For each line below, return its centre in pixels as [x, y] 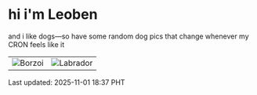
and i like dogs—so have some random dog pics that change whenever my [128, 36]
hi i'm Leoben [53, 15]
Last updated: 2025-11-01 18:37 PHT [67, 82]
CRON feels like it [36, 44]
